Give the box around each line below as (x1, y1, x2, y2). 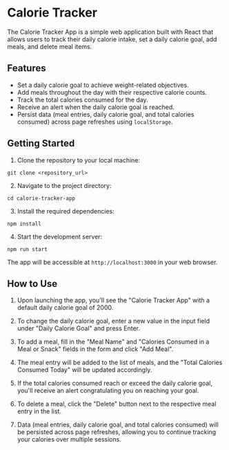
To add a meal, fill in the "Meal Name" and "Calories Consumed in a (17, 337, 210, 346)
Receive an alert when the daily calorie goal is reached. (17, 102, 175, 111)
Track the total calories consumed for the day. (17, 95, 148, 104)
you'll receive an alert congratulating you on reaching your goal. (17, 386, 199, 395)
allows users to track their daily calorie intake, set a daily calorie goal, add (7, 35, 217, 43)
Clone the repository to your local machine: (17, 156, 140, 164)
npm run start (7, 245, 48, 253)
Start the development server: (17, 232, 103, 241)
